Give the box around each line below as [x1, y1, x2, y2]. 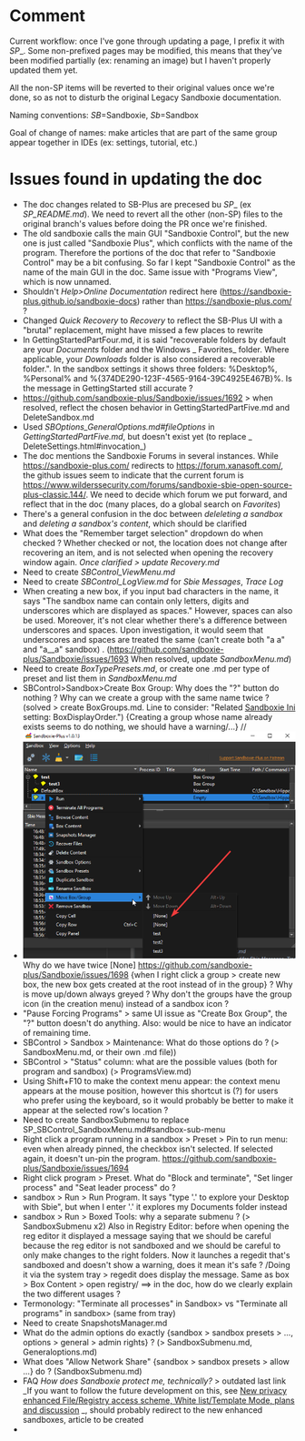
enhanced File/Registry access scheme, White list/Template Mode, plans [22, 1395, 295, 1406]
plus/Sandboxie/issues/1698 [22, 969, 129, 980]
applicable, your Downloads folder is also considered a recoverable [22, 353, 275, 364]
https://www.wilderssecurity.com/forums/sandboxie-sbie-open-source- [22, 479, 293, 490]
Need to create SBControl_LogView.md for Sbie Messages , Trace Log [22, 575, 284, 587]
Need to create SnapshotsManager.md [22, 1317, 168, 1329]
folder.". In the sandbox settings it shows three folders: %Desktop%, [22, 363, 279, 374]
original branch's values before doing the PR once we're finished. [22, 218, 268, 228]
